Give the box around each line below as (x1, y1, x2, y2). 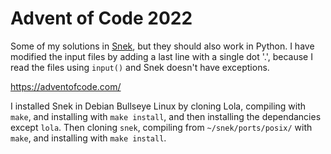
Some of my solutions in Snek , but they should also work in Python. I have (10, 40, 315, 52)
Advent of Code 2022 (10, 7, 193, 30)
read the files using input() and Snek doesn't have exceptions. (10, 61, 270, 73)
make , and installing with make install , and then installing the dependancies (10, 110, 322, 122)
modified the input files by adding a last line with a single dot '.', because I (10, 50, 313, 62)
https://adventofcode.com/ (10, 80, 122, 92)
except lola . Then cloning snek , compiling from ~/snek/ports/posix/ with (10, 121, 313, 133)
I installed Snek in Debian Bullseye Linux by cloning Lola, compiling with (10, 100, 307, 112)
